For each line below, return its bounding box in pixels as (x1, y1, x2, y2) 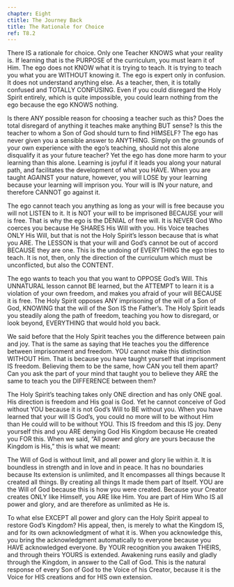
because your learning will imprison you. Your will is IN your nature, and (7, 181, 213, 189)
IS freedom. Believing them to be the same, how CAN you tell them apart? (7, 362, 219, 370)
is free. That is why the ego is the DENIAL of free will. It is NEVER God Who (7, 217, 223, 225)
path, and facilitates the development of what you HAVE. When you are (7, 166, 211, 174)
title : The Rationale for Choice (7, 23, 104, 30)
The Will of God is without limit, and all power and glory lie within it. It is (7, 456, 212, 464)
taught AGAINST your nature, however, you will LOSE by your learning (7, 174, 208, 182)
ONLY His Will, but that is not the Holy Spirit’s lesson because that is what (7, 231, 219, 240)
